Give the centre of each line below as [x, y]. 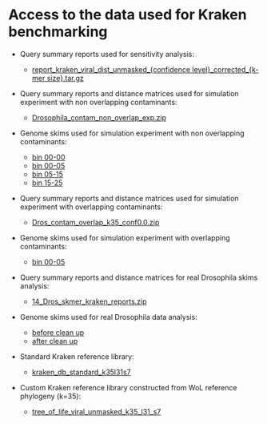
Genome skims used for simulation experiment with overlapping [125, 237]
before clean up [58, 332]
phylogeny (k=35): [50, 396]
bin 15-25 [47, 183]
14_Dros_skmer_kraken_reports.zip [89, 301]
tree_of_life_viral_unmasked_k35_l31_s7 [96, 411]
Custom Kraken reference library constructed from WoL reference [128, 387]
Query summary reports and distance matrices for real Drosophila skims [139, 277]
